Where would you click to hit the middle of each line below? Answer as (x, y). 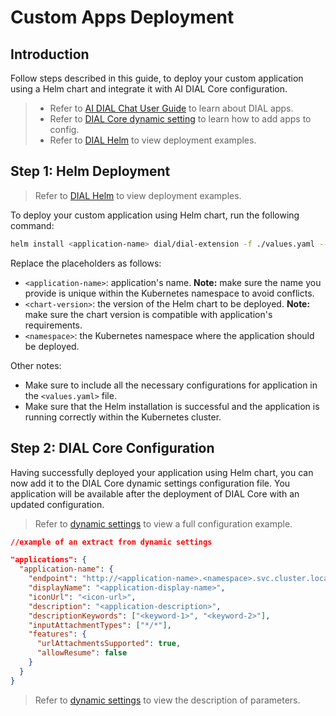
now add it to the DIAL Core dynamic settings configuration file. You (150, 483)
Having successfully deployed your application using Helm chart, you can (162, 472)
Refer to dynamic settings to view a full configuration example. (163, 523)
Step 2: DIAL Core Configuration (112, 448)
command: (32, 225)
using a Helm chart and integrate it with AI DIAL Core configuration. (149, 89)
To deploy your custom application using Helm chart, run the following (155, 215)
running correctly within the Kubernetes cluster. (123, 417)
